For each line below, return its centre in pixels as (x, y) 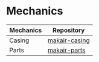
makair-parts (66, 50)
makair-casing (69, 40)
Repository (69, 30)
